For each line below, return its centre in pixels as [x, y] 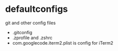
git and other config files [30, 23]
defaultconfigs [37, 9]
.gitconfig [22, 32]
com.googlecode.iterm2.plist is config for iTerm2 [63, 43]
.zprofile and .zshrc [32, 38]
